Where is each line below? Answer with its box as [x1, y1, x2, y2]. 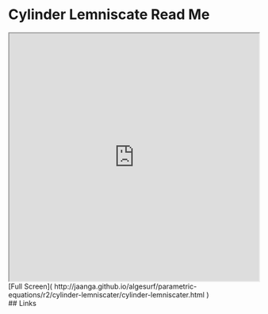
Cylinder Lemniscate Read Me [8, 6, 210, 24]
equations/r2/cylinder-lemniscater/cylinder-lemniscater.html [8, 289, 205, 299]
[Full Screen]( [8, 281, 53, 291]
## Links [8, 298, 37, 308]
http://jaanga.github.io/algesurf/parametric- [54, 281, 197, 291]
